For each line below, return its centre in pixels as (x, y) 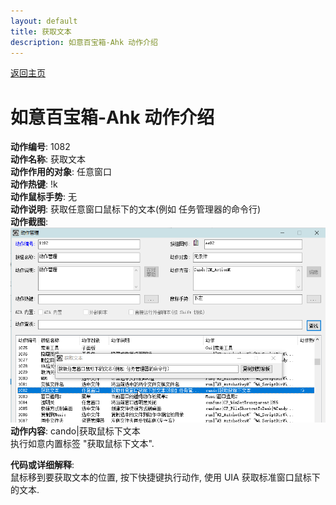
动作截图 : (29, 222)
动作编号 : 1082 (40, 147)
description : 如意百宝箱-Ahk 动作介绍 (84, 42)
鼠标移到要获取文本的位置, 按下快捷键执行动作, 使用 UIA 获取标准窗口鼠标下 (165, 477)
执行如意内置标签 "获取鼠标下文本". (82, 443)
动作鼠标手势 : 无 (43, 197)
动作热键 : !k (34, 184)
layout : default (44, 21)
